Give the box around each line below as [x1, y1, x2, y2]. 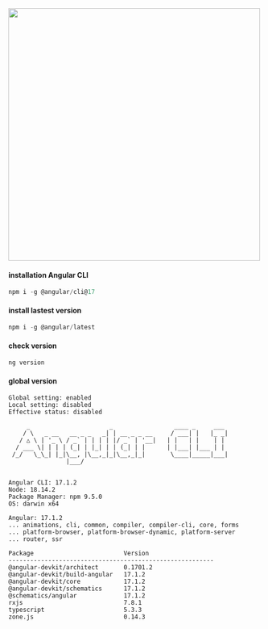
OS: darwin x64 [8, 500, 60, 508]
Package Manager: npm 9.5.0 [8, 493, 103, 501]
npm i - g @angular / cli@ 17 [8, 288, 95, 296]
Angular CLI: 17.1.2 [8, 479, 78, 487]
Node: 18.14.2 [8, 486, 56, 494]
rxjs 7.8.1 [8, 599, 142, 607]
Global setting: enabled [8, 394, 92, 402]
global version [8, 375, 58, 386]
